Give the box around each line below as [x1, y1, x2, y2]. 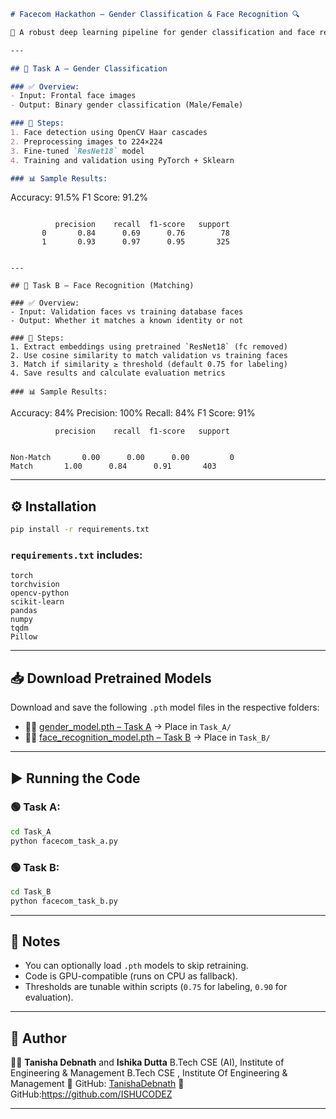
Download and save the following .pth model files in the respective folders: [10, 701, 320, 714]
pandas [10, 606, 38, 616]
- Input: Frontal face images [10, 91, 137, 101]
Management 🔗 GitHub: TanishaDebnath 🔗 [10, 1078, 185, 1090]
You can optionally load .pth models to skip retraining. [24, 960, 249, 972]
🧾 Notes [10, 933, 61, 950]
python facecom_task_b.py [10, 896, 118, 906]
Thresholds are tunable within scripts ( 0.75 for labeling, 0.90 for [24, 981, 288, 993]
